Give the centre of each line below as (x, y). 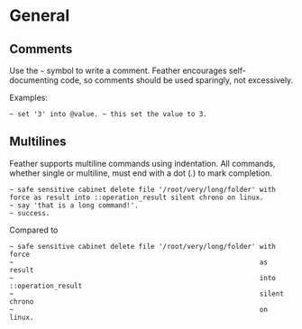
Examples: (28, 97)
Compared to (34, 230)
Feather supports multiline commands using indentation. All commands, (142, 163)
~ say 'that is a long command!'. (74, 205)
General (40, 16)
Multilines (38, 142)
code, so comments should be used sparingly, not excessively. (177, 80)
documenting (34, 80)
